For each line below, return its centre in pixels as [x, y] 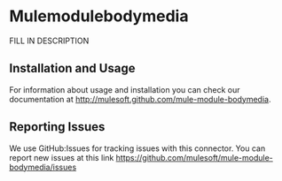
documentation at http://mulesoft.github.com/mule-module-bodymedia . [140, 99]
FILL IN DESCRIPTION [49, 41]
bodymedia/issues [43, 167]
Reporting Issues [57, 127]
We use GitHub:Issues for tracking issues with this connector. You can [137, 148]
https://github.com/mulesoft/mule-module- [194, 157]
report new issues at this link [62, 157]
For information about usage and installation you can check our [125, 89]
